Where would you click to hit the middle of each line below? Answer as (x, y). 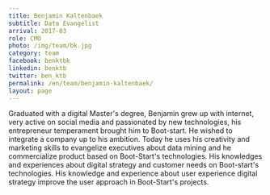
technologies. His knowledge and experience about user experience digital (133, 173)
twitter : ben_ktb (38, 76)
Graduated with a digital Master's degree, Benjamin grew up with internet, (131, 114)
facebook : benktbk (39, 61)
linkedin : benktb (38, 68)
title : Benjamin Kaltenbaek (56, 16)
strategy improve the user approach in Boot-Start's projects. (109, 182)
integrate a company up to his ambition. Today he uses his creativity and (129, 139)
